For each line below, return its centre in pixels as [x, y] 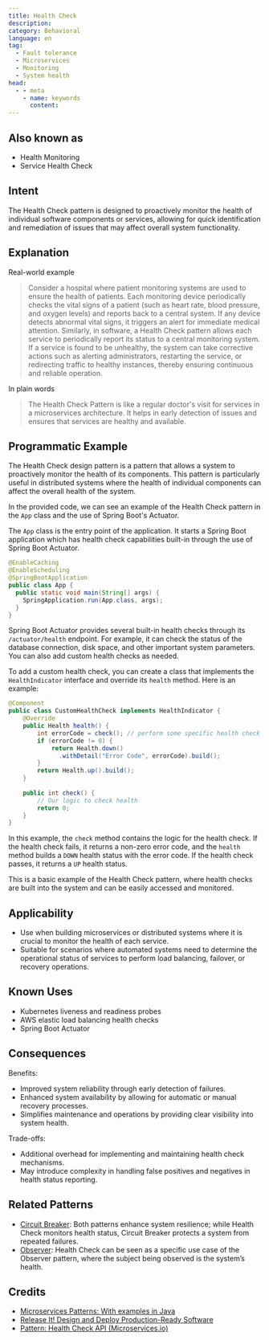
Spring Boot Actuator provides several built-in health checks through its [127, 631]
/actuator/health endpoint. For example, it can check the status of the [125, 639]
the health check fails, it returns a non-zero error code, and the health [124, 847]
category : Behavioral [45, 31]
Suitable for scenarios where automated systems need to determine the [139, 950]
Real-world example [41, 272]
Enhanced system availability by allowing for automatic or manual [128, 1097]
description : [30, 23]
